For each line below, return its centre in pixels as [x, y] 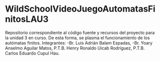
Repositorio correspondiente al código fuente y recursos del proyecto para [80, 32]
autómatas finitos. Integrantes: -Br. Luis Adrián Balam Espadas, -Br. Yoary [79, 43]
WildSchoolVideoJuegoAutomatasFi [80, 9]
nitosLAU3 [27, 19]
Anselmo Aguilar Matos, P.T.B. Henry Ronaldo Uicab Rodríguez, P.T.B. [75, 48]
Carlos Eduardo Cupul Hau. [32, 53]
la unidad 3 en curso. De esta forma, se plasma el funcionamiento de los [77, 38]
